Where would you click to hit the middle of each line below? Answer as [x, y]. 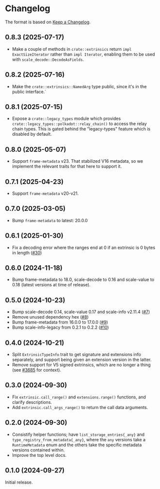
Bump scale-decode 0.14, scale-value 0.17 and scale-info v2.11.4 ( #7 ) [81, 312]
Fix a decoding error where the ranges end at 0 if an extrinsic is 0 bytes [84, 247]
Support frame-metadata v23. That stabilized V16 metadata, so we [77, 161]
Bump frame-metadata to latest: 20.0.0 [50, 220]
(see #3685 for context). [37, 370]
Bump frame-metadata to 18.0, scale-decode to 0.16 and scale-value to [83, 280]
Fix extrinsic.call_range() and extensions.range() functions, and [79, 397]
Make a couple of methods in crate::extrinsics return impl [72, 49]
